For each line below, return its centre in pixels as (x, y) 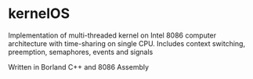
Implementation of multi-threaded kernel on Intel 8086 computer (112, 35)
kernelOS (39, 14)
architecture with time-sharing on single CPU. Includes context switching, (127, 43)
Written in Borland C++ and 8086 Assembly (79, 66)
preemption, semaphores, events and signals (81, 52)
